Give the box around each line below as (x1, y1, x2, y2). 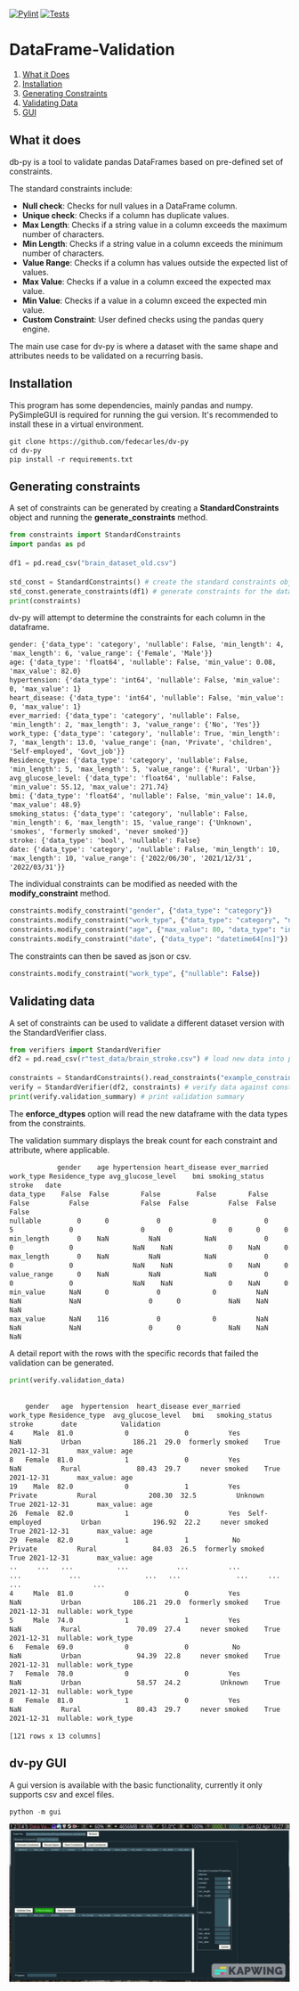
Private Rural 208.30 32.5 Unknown (9, 1491, 265, 1500)
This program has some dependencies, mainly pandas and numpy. (9, 399, 254, 410)
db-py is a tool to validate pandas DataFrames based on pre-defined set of (9, 156, 284, 167)
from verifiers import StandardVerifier (9, 1045, 162, 1054)
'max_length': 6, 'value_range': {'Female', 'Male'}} (9, 649, 214, 659)
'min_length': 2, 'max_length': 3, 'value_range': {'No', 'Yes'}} (9, 720, 261, 730)
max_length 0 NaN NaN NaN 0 (9, 1252, 269, 1261)
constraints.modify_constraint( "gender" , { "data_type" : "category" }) (9, 906, 273, 915)
